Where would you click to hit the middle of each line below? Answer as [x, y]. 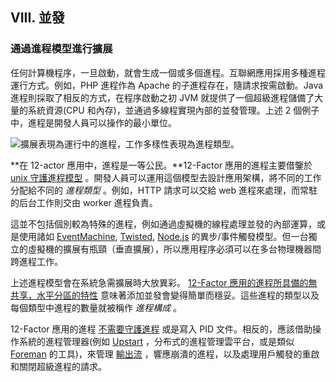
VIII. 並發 [37, 18]
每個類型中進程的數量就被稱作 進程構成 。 [96, 307]
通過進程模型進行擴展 [61, 49]
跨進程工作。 [36, 261]
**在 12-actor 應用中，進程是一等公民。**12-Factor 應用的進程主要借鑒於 [161, 165]
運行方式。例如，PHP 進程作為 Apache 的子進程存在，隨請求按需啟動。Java [167, 85]
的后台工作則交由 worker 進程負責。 [84, 202]
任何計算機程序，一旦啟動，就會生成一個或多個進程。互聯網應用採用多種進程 [168, 72]
